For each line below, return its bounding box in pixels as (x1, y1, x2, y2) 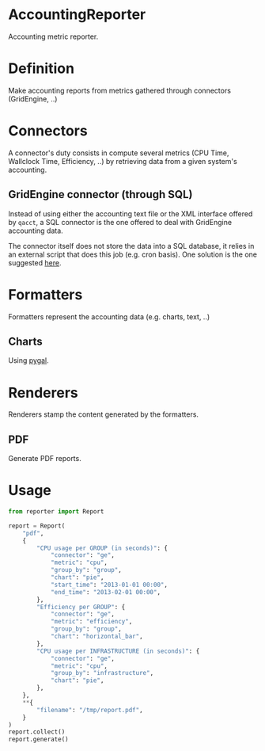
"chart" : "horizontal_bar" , (50, 632, 144, 641)
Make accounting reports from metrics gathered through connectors (8, 86, 232, 95)
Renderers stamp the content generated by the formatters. (8, 410, 199, 419)
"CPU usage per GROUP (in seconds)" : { (36, 544, 168, 552)
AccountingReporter (8, 6, 146, 24)
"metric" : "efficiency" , (50, 618, 133, 626)
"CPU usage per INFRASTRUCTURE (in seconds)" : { (36, 647, 200, 655)
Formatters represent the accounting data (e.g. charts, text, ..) (8, 311, 210, 322)
